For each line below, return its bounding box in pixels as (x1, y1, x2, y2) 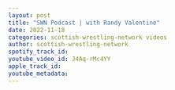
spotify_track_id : (8, 48, 69, 56)
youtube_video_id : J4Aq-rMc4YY (8, 56, 111, 63)
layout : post (8, 11, 51, 20)
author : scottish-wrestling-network (8, 41, 128, 49)
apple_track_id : (8, 63, 61, 70)
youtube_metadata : (8, 70, 69, 77)
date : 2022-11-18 (8, 26, 65, 34)
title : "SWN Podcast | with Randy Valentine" (8, 19, 160, 27)
